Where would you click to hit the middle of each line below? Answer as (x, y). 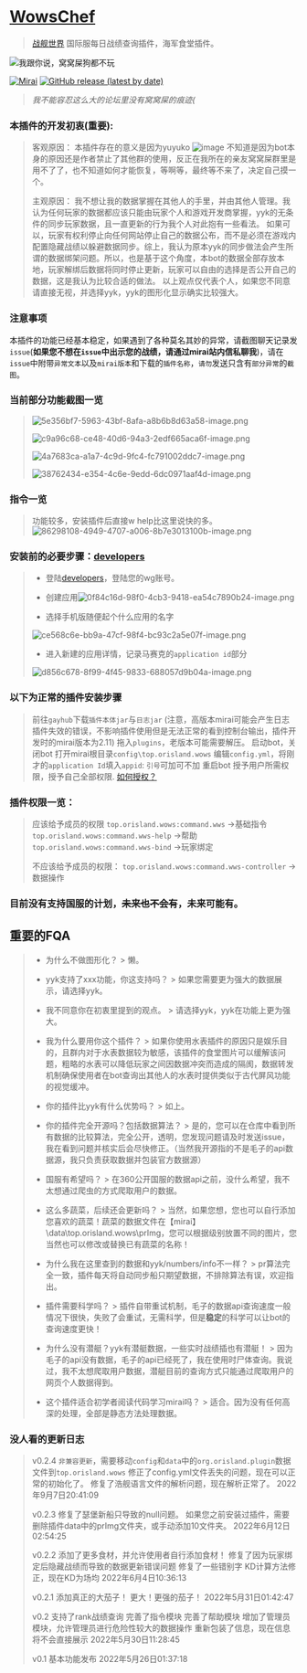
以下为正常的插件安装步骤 (66, 698)
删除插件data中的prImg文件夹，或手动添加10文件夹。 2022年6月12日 (161, 1526)
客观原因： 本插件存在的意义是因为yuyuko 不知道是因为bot (159, 147)
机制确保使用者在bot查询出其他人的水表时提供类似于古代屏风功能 (168, 1075)
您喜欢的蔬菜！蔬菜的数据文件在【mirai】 (123, 1221)
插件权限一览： (42, 802)
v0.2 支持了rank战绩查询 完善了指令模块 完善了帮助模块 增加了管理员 (161, 1617)
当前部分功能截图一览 (56, 400)
